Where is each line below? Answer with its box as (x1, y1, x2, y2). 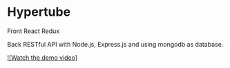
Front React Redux (7, 27, 60, 35)
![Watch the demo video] (7, 53, 78, 62)
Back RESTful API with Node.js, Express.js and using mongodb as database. (7, 40, 224, 48)
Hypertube (7, 4, 71, 20)
